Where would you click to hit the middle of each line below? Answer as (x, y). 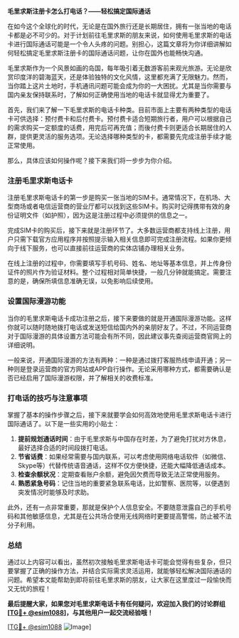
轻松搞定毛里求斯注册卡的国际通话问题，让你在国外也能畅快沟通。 (110, 53)
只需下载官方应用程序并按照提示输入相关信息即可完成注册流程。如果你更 (119, 239)
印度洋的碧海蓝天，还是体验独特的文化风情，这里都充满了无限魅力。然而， (122, 77)
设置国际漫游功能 (37, 302)
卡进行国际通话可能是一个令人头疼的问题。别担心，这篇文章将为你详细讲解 (116, 44)
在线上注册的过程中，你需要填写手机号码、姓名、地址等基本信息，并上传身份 (119, 263)
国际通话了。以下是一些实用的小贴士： (63, 423)
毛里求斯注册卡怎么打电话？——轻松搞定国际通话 (79, 11)
